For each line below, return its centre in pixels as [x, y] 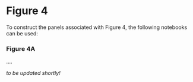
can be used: [22, 33]
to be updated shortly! [33, 73]
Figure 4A [21, 48]
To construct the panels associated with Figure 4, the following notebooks [97, 27]
